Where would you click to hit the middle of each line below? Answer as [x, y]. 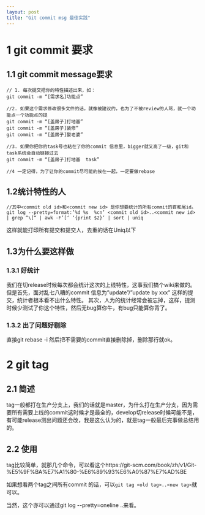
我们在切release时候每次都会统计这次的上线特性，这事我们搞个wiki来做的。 [101, 285]
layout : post [23, 12]
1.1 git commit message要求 [59, 74]
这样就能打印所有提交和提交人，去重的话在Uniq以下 [71, 230]
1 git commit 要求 [50, 50]
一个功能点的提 [31, 115]
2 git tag [28, 365]
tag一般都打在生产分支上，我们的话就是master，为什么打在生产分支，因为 [99, 405]
